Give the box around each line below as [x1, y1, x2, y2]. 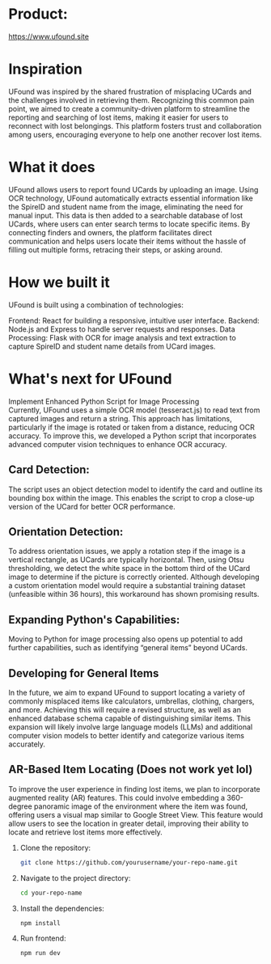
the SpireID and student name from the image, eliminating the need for [8, 201, 243, 211]
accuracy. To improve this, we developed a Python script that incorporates [8, 430, 257, 441]
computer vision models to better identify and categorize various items [8, 730, 245, 740]
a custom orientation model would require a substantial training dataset [8, 581, 246, 590]
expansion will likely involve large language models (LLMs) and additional [8, 721, 253, 732]
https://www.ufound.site [8, 32, 89, 41]
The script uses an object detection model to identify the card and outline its [8, 484, 263, 494]
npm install [19, 919, 61, 927]
